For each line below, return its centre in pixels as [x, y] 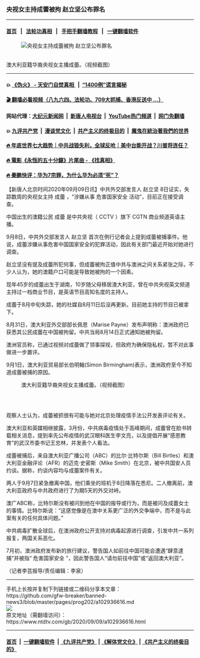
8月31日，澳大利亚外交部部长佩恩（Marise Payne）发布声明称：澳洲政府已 [98, 325]
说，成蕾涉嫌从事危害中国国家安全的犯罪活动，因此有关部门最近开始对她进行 [100, 245]
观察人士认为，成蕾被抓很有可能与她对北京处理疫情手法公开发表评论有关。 [97, 415]
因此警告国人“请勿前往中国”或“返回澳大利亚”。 [130, 558]
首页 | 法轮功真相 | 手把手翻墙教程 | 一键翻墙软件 [72, 31]
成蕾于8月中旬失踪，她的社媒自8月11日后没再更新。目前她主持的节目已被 [95, 305]
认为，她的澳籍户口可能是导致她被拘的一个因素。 [76, 272]
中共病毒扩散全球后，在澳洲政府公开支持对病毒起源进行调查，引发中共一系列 [100, 531]
